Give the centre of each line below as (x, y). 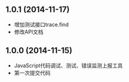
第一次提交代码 (32, 73)
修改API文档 (29, 32)
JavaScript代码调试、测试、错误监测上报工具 (68, 65)
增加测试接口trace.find (41, 24)
